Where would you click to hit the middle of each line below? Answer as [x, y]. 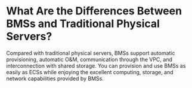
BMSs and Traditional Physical [83, 24]
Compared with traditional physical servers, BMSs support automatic [91, 53]
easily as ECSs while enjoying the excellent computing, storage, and [90, 72]
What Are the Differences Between [94, 11]
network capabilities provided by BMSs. [55, 78]
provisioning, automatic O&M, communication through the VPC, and [89, 59]
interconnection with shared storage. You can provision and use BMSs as [96, 66]
